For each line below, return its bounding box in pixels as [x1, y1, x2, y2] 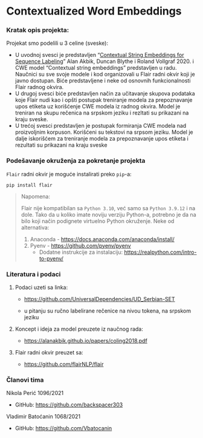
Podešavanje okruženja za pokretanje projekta [6, 156, 146, 165]
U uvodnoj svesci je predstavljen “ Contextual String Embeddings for [14, 51, 184, 59]
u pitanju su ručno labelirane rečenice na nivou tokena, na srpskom [24, 307, 192, 314]
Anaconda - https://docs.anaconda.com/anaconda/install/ [30, 235, 175, 243]
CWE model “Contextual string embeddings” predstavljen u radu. [14, 64, 177, 71]
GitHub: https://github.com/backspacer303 [14, 401, 123, 408]
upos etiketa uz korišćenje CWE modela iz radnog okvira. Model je [14, 103, 181, 110]
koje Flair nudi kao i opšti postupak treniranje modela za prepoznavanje [14, 96, 193, 104]
